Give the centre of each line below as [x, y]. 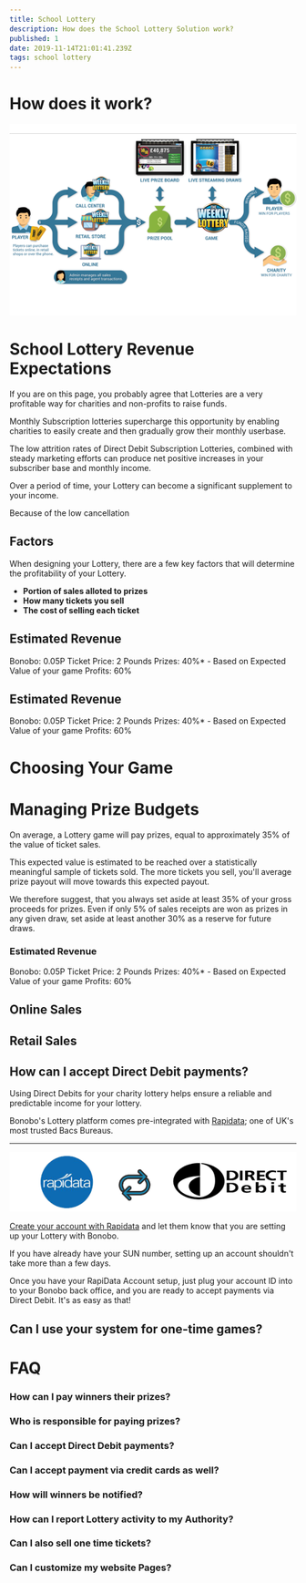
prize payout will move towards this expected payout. [109, 881]
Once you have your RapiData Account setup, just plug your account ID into [151, 1281]
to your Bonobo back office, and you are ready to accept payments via [142, 1290]
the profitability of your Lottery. [68, 573]
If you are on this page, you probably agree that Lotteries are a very [136, 394]
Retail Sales [43, 1040]
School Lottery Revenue [102, 349]
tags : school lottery [51, 58]
